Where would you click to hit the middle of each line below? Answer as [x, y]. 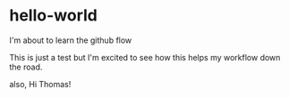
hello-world [54, 16]
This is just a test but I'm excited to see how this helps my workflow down [145, 57]
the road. [26, 67]
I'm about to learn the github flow [71, 40]
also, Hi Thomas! [40, 84]
